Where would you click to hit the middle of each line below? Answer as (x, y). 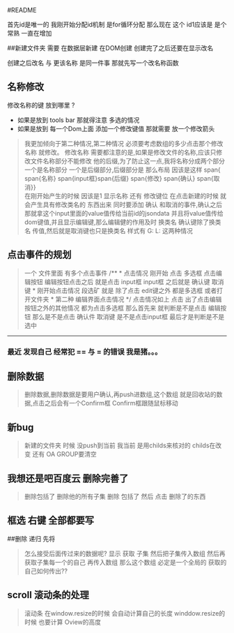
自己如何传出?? (46, 571)
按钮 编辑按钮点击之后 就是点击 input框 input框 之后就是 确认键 (120, 281)
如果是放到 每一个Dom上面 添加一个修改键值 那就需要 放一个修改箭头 (116, 128)
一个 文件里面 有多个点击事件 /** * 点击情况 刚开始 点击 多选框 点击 (120, 273)
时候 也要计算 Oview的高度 (63, 622)
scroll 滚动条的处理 (48, 595)
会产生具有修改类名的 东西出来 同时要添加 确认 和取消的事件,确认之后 (123, 204)
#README (22, 10)
